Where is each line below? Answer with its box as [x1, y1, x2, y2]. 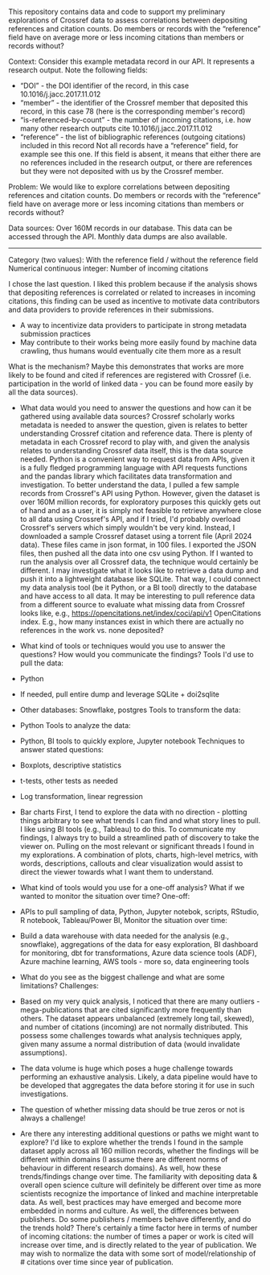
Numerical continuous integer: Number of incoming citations [8, 263, 209, 273]
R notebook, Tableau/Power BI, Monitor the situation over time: [19, 916, 227, 925]
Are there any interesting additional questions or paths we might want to [19, 1129, 260, 1138]
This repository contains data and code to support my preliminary [8, 7, 226, 16]
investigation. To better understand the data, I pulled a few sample [19, 480, 239, 490]
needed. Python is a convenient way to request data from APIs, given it [19, 454, 256, 464]
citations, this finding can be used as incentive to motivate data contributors [8, 296, 260, 305]
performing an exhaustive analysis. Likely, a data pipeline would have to [19, 1072, 258, 1082]
